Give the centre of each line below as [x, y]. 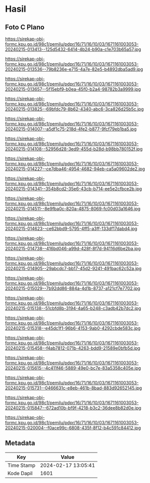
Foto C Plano [25, 27]
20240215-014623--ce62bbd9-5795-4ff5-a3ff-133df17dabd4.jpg [71, 229]
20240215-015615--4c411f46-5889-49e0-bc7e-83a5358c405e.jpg [73, 368]
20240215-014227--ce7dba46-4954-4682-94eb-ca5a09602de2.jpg [75, 169]
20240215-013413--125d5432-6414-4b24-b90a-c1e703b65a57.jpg [73, 49]
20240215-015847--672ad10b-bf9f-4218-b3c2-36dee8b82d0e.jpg [73, 408]
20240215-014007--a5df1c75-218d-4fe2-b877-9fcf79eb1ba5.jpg [71, 129]
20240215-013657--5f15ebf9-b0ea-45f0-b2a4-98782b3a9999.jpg [73, 89]
